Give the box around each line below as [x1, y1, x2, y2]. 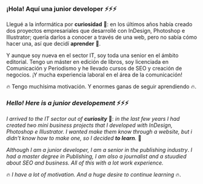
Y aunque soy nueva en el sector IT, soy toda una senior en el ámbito [6, 52, 179, 59]
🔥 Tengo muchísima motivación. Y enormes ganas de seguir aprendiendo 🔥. [6, 83, 197, 90]
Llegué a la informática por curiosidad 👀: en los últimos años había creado [6, 21, 193, 28]
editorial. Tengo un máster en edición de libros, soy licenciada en [6, 58, 168, 66]
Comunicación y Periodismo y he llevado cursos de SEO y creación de [6, 65, 182, 72]
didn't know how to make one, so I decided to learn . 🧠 [6, 134, 142, 141]
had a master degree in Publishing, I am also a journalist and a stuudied [6, 152, 187, 160]
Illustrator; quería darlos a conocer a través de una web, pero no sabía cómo [6, 33, 198, 41]
